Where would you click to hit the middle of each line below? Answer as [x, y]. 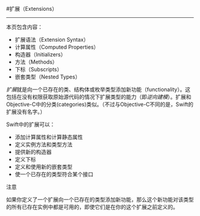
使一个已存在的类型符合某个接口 [54, 174]
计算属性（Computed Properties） [57, 47]
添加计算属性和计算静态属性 [49, 137]
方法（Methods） [36, 62]
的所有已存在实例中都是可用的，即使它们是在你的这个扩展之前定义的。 [92, 207]
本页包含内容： [24, 27]
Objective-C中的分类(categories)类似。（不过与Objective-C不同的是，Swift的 [100, 104]
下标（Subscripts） [38, 69]
